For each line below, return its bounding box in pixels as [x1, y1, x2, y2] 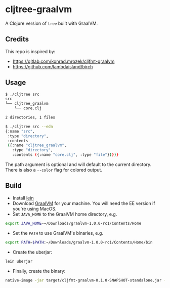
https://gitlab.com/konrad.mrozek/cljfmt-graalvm [12, 58, 115, 64]
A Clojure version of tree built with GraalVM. [5, 20, 98, 26]
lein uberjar [5, 259, 33, 264]
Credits [5, 35, 29, 44]
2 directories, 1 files [5, 115, 56, 120]
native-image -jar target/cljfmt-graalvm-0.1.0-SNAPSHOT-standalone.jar [5, 277, 162, 283]
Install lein [12, 195, 34, 201]
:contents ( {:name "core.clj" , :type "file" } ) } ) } [12, 152, 119, 157]
